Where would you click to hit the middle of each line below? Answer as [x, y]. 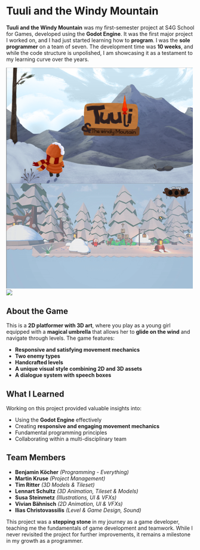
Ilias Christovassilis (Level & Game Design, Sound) [78, 510]
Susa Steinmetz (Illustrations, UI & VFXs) [66, 497]
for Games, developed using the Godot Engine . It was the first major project [99, 33]
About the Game [37, 311]
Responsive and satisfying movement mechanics [77, 350]
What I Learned [35, 394]
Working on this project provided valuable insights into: [74, 408]
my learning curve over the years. [48, 59]
